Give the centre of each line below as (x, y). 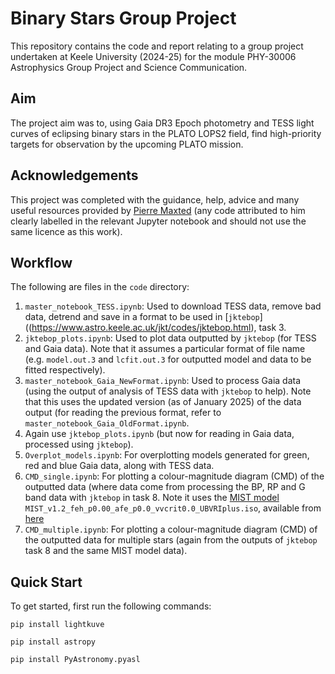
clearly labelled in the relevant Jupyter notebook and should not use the (158, 221)
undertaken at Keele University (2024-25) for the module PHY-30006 (153, 56)
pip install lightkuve (57, 625)
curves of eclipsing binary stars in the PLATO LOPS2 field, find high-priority (166, 133)
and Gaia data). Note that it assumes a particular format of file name (165, 349)
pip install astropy (53, 642)
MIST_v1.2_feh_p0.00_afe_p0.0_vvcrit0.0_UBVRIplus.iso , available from (173, 508)
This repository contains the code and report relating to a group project (157, 46)
